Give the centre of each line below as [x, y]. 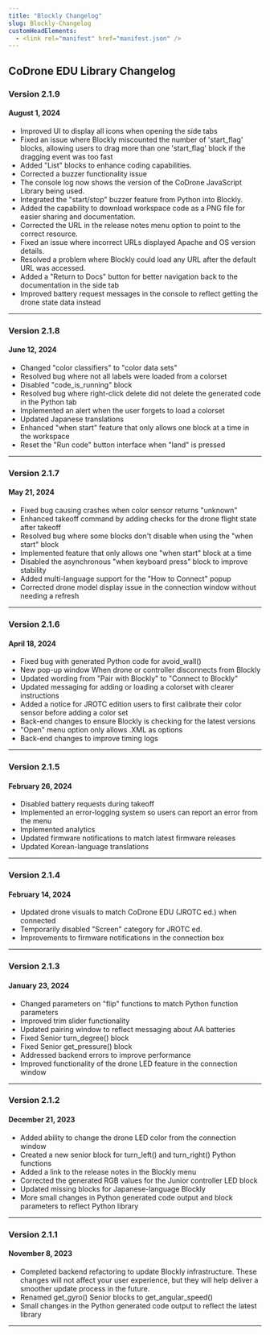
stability [33, 570]
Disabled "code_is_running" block [76, 384]
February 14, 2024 [40, 894]
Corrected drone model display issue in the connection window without [138, 587]
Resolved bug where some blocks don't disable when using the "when [137, 536]
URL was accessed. [53, 267]
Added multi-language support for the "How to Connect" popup [125, 579]
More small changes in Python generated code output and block [126, 1197]
